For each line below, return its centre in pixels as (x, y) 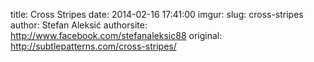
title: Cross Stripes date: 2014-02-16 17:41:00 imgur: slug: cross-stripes (157, 14)
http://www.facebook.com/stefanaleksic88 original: (116, 35)
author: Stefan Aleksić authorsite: (79, 25)
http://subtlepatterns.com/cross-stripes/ (93, 46)
